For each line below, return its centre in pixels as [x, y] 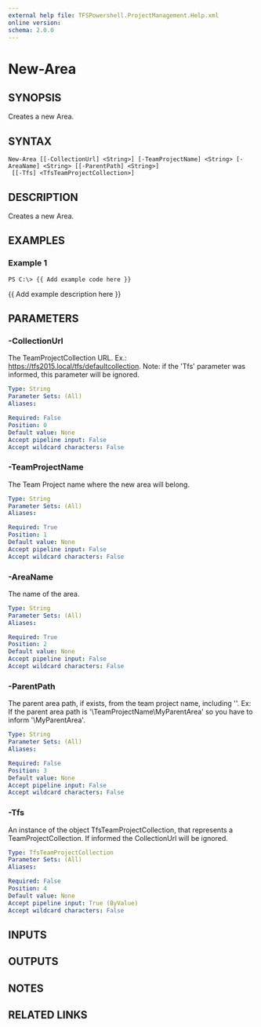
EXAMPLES [36, 241]
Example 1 [28, 263]
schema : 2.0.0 [31, 30]
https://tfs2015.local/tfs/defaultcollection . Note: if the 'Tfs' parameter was [127, 367]
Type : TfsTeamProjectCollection [61, 853]
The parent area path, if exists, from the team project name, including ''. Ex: [130, 704]
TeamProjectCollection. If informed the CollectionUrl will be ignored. [118, 838]
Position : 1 [27, 535]
